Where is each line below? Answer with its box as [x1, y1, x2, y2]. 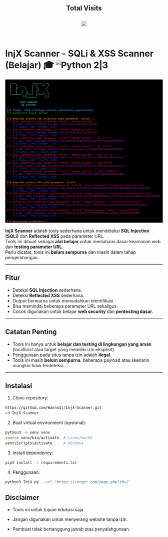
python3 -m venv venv [5, 430, 50, 435]
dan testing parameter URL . [5, 244, 63, 250]
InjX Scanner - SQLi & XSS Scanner [5, 48, 154, 59]
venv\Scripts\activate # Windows [5, 441, 84, 446]
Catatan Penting [5, 328, 57, 336]
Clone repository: [12, 395, 48, 401]
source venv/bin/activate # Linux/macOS [5, 436, 93, 441]
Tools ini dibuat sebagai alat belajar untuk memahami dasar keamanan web [5, 239, 161, 244]
